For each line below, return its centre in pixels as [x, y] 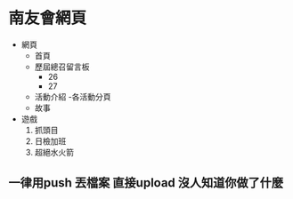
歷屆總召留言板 [62, 67]
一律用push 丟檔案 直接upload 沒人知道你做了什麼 [146, 183]
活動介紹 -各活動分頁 [73, 96]
